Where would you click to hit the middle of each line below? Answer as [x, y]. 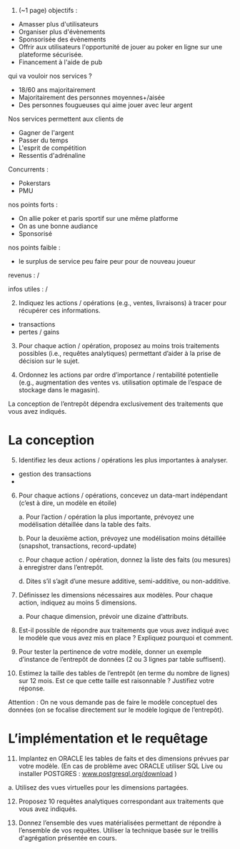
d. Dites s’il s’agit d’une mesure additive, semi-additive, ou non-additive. [124, 581]
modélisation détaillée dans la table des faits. [85, 524]
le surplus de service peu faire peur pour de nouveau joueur [107, 261]
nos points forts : [33, 204]
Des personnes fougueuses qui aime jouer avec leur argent [105, 105]
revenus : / [24, 275]
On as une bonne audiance [58, 226]
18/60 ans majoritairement [57, 90]
